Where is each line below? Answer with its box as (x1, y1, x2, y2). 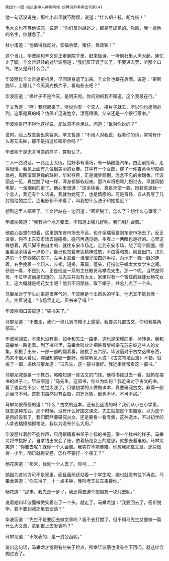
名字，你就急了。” (9, 31, 45, 37)
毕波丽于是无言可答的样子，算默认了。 (5, 149, 84, 155)
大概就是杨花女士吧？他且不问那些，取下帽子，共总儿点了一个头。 (18, 280, 155, 286)
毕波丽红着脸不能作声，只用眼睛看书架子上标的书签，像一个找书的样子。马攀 (5, 431, 164, 437)
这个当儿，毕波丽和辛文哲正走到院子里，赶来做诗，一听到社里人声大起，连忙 (5, 53, 164, 59)
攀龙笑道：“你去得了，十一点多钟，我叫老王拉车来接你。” (5, 478, 122, 484)
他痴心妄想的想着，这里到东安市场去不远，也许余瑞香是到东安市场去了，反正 (5, 229, 164, 236)
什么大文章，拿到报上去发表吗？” (5, 523, 74, 529)
